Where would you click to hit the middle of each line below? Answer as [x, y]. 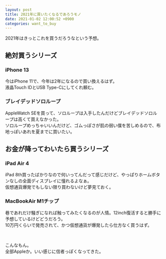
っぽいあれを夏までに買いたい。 [42, 132]
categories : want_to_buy [31, 24]
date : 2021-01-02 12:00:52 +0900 [40, 19]
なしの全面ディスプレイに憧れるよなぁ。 [50, 181]
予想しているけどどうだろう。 [35, 219]
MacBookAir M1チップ [32, 201]
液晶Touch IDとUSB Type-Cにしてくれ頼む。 [51, 87]
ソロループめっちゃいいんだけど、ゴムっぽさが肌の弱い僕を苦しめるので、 [81, 126]
